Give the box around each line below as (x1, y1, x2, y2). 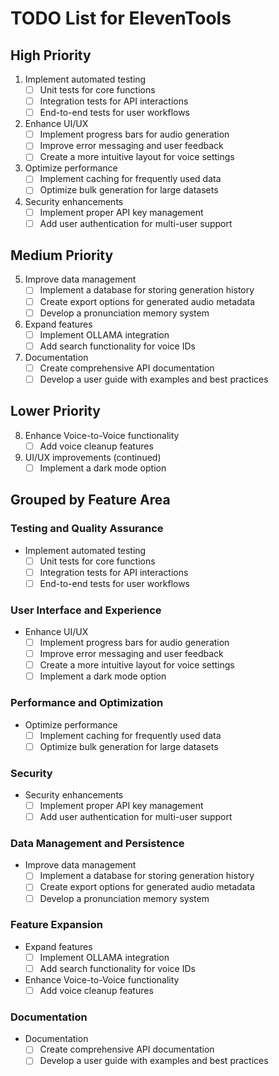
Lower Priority (10, 403, 102, 420)
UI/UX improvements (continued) (24, 451, 162, 463)
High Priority (10, 47, 92, 64)
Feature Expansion (10, 918, 103, 932)
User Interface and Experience (10, 603, 162, 617)
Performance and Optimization (10, 696, 164, 710)
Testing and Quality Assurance (10, 522, 164, 536)
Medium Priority (10, 247, 114, 264)
